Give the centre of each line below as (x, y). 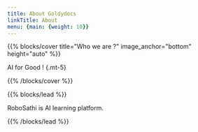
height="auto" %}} (34, 54)
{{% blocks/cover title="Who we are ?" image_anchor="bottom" (100, 47)
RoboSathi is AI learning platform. (55, 108)
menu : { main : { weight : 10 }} (48, 27)
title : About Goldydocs (42, 14)
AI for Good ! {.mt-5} (37, 68)
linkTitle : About (33, 20)
